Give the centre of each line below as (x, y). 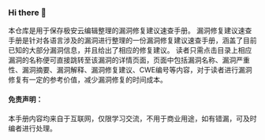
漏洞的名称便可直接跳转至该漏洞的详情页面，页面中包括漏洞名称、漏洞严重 (129, 60)
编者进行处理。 (32, 128)
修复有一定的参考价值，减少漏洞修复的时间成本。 (88, 80)
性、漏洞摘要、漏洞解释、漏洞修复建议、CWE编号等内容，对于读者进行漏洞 (130, 70)
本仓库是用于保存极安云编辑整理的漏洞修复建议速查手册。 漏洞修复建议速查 (130, 31)
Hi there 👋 (28, 13)
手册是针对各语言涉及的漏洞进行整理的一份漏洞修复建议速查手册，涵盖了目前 (132, 41)
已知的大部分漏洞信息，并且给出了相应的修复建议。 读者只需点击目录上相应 (130, 50)
